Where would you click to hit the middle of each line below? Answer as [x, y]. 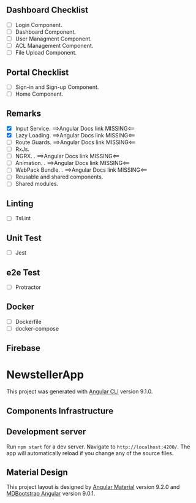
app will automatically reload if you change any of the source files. [90, 453]
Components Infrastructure [60, 411]
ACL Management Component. [54, 46]
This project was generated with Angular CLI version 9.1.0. [80, 391]
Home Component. [39, 94]
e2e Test [23, 272]
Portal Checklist [38, 72]
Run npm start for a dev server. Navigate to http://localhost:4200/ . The [98, 447]
